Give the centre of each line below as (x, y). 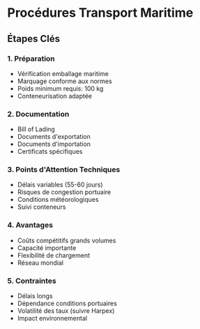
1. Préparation (31, 59)
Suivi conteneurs (41, 207)
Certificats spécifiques (50, 152)
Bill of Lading (36, 129)
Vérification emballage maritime (63, 73)
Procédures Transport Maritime (100, 13)
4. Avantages (30, 225)
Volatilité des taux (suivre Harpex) (66, 311)
